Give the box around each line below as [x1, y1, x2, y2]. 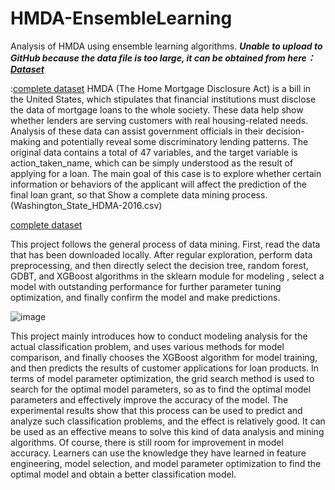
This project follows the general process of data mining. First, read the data [10, 238, 321, 250]
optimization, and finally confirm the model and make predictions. [10, 291, 281, 303]
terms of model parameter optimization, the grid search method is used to [10, 372, 315, 384]
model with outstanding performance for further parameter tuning [10, 280, 282, 292]
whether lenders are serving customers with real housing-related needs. [10, 114, 309, 126]
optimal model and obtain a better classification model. [10, 468, 237, 480]
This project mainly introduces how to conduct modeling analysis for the [10, 330, 308, 342]
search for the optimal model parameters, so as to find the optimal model [10, 383, 311, 395]
